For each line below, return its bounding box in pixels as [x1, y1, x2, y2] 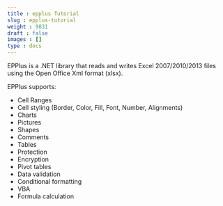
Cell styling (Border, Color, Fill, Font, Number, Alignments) [17, 104, 183, 111]
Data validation [17, 170, 61, 178]
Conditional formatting [17, 177, 82, 185]
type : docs [7, 42, 42, 49]
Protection [17, 148, 47, 156]
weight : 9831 [7, 23, 49, 30]
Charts [17, 111, 37, 119]
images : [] [7, 36, 42, 43]
